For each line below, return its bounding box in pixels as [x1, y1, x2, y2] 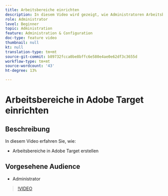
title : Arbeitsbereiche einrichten [5, 7, 79, 13]
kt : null [5, 45, 23, 50]
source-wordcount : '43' [5, 63, 55, 68]
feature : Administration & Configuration [5, 31, 93, 36]
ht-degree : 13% [5, 68, 37, 73]
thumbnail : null [5, 40, 39, 45]
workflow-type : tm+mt [5, 59, 50, 64]
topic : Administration [5, 26, 52, 31]
